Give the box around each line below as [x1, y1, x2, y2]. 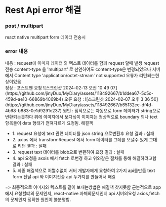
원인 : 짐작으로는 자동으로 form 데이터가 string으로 [62, 107, 161, 114]
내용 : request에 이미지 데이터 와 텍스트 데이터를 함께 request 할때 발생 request [5, 60, 160, 66]
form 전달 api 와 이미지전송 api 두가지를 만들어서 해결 [12, 173, 116, 179]
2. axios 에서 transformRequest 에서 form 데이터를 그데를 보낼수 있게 [12, 136, 148, 142]
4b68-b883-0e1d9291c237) [5, 107, 62, 114]
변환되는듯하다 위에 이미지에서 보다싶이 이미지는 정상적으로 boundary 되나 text [5, 114, 158, 120]
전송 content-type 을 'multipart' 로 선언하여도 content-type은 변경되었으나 [5, 66, 152, 72]
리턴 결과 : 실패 [17, 143, 47, 149]
